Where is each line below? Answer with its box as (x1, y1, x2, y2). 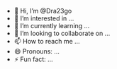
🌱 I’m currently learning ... (13, 22, 90, 30)
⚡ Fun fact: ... (13, 55, 53, 63)
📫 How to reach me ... (13, 37, 80, 45)
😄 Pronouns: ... (13, 47, 60, 56)
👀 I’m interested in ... (13, 14, 74, 23)
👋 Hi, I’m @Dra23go (13, 7, 72, 15)
